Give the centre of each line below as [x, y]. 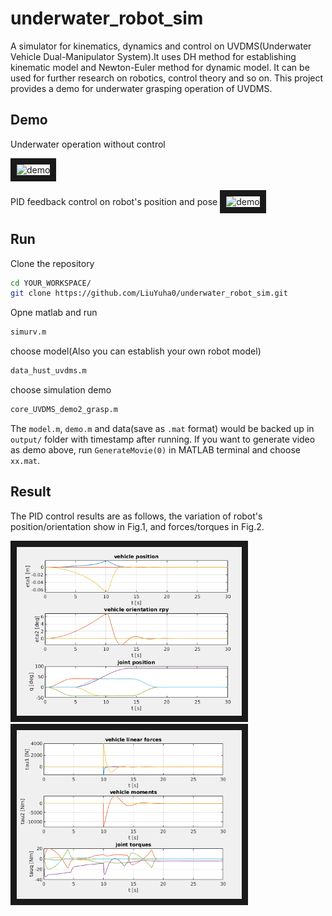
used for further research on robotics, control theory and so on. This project [167, 78]
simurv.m [28, 332]
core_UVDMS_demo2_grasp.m [64, 410]
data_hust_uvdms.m [48, 371]
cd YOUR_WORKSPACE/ [51, 283]
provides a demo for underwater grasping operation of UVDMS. [141, 88]
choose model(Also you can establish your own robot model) [136, 351]
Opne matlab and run [54, 313]
